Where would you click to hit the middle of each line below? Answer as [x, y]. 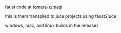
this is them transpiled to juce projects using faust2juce [61, 16]
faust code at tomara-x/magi [34, 7]
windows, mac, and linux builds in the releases [52, 25]
